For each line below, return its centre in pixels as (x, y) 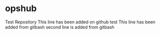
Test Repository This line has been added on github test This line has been (80, 22)
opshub (21, 9)
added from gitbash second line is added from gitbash (60, 27)
